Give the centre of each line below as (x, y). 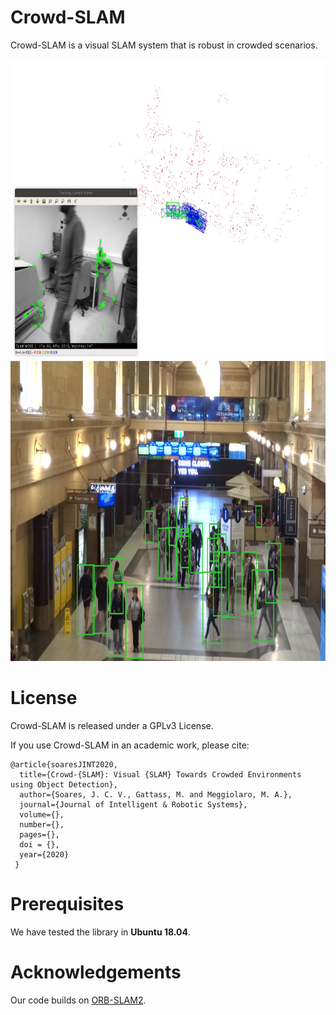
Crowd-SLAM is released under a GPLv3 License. (112, 725)
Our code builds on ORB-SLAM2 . (78, 1000)
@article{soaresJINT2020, (64, 764)
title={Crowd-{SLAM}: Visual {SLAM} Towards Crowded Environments (160, 774)
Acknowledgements (96, 972)
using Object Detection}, (64, 784)
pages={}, (39, 834)
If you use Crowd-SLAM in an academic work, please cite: (130, 745)
